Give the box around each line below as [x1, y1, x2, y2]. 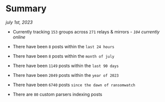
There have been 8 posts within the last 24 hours [12, 43, 115, 49]
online [12, 34, 26, 40]
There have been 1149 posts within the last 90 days [12, 63, 119, 68]
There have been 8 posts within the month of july [12, 53, 115, 59]
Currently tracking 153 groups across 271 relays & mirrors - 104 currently [12, 29, 160, 34]
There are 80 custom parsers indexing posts [12, 91, 103, 97]
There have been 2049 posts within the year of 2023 [12, 72, 119, 78]
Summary [5, 3, 46, 14]
